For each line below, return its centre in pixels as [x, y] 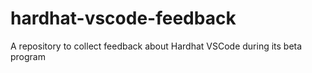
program [28, 56]
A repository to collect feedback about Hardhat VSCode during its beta [156, 46]
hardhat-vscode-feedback [123, 18]
